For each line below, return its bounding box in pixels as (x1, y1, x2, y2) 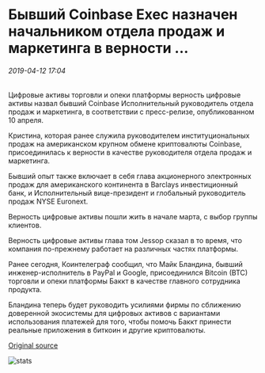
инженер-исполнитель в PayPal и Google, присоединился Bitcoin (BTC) (8, 268, 248, 278)
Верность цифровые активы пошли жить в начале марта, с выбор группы (8, 212, 258, 222)
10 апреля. (8, 116, 44, 125)
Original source (8, 341, 59, 350)
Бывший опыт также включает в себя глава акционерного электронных (8, 172, 252, 181)
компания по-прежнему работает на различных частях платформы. (8, 244, 239, 254)
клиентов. (8, 220, 42, 230)
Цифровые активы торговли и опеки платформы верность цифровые (8, 90, 241, 100)
